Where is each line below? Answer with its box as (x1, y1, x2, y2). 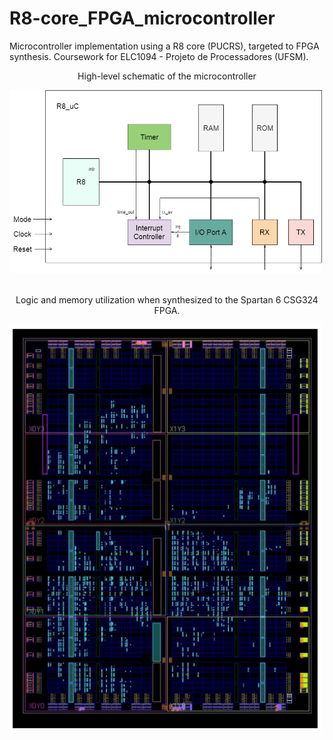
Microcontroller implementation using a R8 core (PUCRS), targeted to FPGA (9, 40, 320, 52)
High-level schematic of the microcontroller (77, 70, 257, 82)
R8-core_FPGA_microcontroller (9, 7, 276, 30)
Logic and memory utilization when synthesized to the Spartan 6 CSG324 (15, 293, 319, 306)
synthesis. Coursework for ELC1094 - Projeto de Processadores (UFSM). (9, 50, 309, 62)
